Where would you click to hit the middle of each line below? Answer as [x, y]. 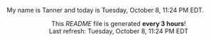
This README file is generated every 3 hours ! [119, 23]
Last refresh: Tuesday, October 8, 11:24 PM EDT [119, 31]
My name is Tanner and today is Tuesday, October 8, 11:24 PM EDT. [105, 10]
